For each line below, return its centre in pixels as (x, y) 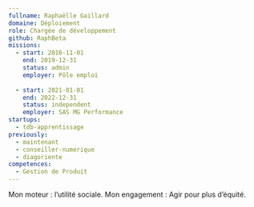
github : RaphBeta (37, 38)
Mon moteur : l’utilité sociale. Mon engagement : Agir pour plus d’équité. (127, 194)
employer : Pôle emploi (60, 75)
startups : (25, 120)
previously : (28, 134)
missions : (25, 46)
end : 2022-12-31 (50, 98)
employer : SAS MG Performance (73, 113)
